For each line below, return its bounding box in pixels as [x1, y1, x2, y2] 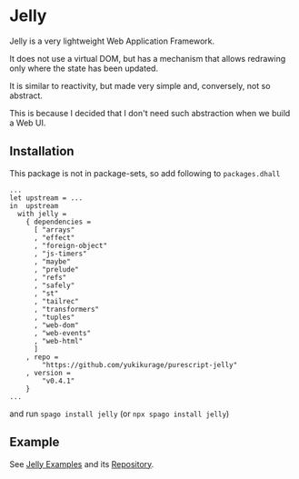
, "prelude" [33, 264, 79, 274]
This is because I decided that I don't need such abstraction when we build [9, 107, 291, 118]
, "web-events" [33, 328, 92, 337]
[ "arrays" [33, 225, 75, 235]
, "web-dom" [33, 320, 79, 330]
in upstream [9, 201, 59, 210]
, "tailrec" [33, 296, 79, 305]
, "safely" [33, 281, 75, 290]
